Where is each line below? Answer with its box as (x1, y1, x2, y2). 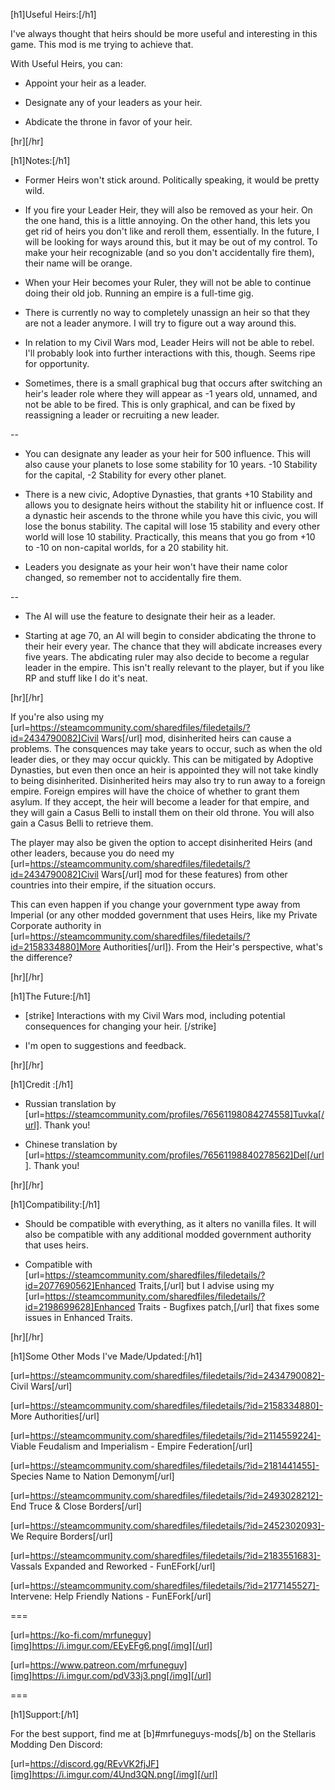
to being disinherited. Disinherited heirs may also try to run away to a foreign (10, 775, 326, 786)
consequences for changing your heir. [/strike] (24, 1020, 217, 1032)
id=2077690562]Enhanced (24, 1280, 137, 1291)
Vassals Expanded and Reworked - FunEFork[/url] (10, 1560, 216, 1572)
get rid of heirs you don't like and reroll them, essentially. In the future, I (24, 225, 320, 237)
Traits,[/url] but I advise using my (138, 1280, 275, 1291)
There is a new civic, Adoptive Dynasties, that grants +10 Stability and (24, 489, 313, 500)
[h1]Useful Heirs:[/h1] (10, 9, 97, 20)
